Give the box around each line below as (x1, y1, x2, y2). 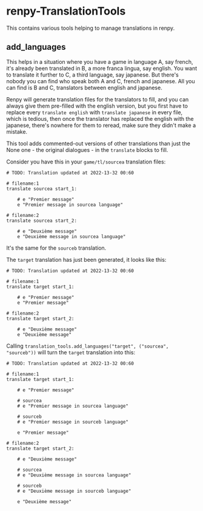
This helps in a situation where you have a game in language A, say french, (6, 58, 193, 65)
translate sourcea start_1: (6, 185, 78, 192)
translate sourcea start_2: (6, 218, 78, 224)
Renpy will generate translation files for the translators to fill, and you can (6, 95, 189, 103)
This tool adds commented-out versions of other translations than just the (6, 140, 191, 147)
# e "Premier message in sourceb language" (17, 419, 129, 425)
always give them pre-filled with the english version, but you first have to (6, 102, 188, 109)
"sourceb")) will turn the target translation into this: (6, 348, 135, 356)
